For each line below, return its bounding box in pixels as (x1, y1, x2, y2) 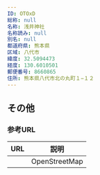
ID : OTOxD (7, 10, 36, 17)
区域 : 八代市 (7, 49, 40, 56)
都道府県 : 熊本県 (7, 42, 50, 49)
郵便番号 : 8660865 (7, 68, 57, 75)
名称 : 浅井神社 (7, 23, 45, 30)
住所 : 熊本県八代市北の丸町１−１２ (7, 74, 94, 82)
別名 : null (7, 36, 37, 43)
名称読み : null (7, 29, 47, 37)
